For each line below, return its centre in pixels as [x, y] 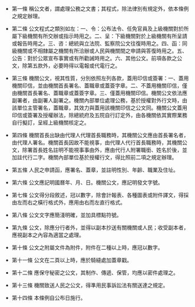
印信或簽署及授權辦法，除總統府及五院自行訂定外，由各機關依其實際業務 [99, 115]
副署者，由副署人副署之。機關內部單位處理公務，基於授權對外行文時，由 [99, 100]
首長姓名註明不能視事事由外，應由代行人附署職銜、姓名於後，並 [110, 150]
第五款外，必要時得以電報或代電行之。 [74, 66]
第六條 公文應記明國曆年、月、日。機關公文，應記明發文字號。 [87, 182]
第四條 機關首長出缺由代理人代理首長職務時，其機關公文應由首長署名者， [100, 135]
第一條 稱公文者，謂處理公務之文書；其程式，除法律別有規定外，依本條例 [100, 9]
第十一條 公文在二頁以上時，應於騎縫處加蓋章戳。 [72, 260]
